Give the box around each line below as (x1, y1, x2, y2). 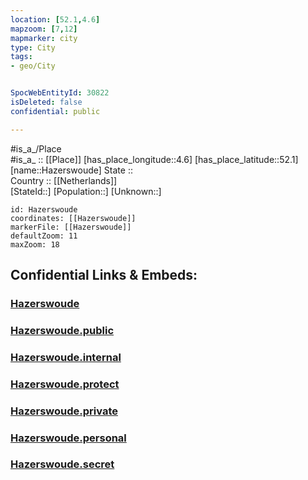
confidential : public (10, 106, 101, 116)
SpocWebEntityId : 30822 (10, 88, 110, 98)
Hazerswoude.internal (10, 350, 122, 364)
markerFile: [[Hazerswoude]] (10, 222, 132, 232)
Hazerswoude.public (10, 323, 115, 337)
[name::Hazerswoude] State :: (10, 164, 133, 176)
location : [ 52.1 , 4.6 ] (10, 14, 101, 25)
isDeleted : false (10, 97, 83, 107)
